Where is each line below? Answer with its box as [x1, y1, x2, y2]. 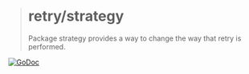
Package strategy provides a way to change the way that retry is [27, 33, 242, 43]
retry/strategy [27, 7, 124, 25]
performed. [27, 41, 66, 51]
